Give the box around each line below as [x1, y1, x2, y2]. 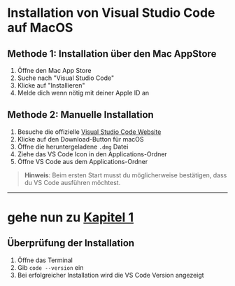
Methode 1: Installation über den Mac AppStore [7, 48, 217, 60]
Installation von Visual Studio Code [7, 5, 215, 21]
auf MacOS [7, 20, 73, 36]
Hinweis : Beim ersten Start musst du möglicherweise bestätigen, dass [24, 170, 227, 179]
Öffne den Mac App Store [17, 67, 92, 74]
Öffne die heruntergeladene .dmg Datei [17, 142, 129, 151]
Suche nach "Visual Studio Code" [17, 74, 115, 82]
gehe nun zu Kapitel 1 [7, 210, 134, 225]
